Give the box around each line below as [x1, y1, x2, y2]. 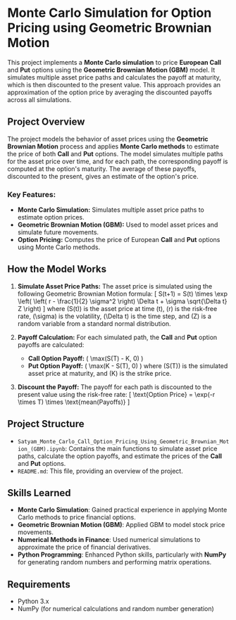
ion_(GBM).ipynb [17, 445, 66, 453]
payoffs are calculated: [17, 340, 85, 349]
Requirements [7, 578, 70, 590]
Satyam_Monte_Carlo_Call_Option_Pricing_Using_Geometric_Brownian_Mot [17, 438, 230, 445]
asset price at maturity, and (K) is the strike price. [27, 369, 172, 377]
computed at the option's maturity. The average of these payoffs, [7, 164, 197, 173]
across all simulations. [7, 95, 72, 103]
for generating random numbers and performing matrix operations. [17, 558, 212, 567]
